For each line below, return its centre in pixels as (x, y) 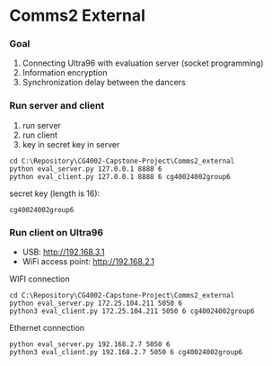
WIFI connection (39, 279)
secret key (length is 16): (55, 193)
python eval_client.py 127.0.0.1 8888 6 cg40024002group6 (120, 176)
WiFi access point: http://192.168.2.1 (88, 262)
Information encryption (65, 73)
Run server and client (57, 106)
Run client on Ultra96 (57, 232)
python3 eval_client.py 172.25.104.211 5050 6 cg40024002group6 (132, 311)
